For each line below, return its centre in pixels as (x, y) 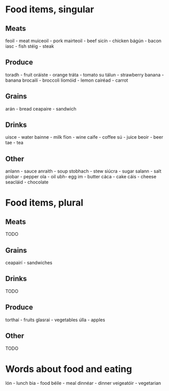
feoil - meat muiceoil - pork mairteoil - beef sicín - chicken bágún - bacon (83, 41)
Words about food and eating (69, 369)
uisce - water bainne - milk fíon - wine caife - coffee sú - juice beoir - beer (84, 137)
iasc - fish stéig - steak (30, 46)
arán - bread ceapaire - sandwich (41, 108)
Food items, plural (44, 203)
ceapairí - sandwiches (29, 263)
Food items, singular (50, 10)
